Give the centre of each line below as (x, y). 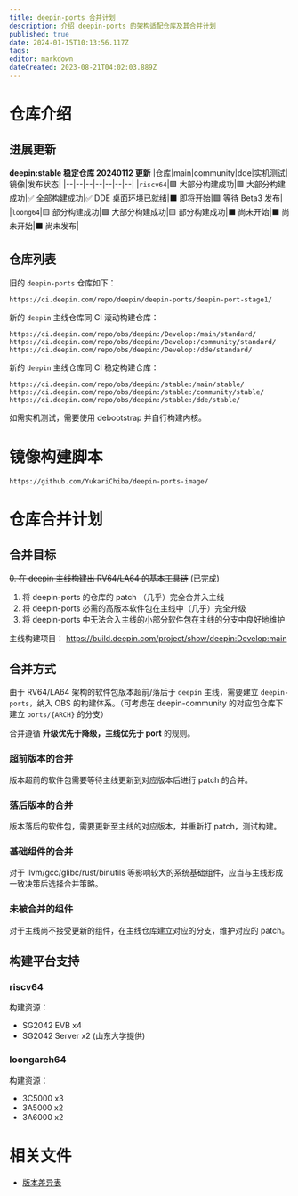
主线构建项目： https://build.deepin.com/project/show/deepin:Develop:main (148, 638)
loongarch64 (38, 1060)
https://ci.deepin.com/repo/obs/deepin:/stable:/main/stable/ (127, 384)
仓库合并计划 (56, 519)
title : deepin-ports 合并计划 (62, 17)
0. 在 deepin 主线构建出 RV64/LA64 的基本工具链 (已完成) (114, 578)
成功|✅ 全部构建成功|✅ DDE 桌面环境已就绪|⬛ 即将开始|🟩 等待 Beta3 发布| (146, 198)
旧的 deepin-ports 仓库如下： (63, 283)
